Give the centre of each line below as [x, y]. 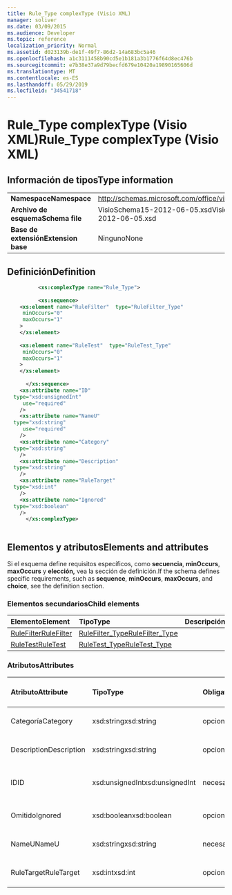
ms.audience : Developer [41, 33]
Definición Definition [51, 272]
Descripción [205, 622]
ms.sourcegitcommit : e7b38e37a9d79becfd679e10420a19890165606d [100, 65]
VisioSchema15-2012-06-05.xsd [155, 210]
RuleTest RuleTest [38, 644]
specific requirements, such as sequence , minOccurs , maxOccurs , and [110, 578]
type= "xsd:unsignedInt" [47, 397]
